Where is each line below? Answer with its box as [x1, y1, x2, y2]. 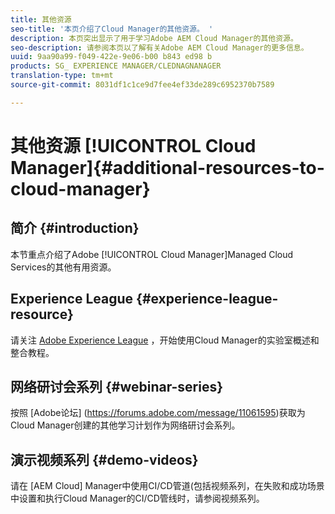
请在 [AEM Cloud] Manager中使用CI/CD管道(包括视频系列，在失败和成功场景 [10, 480, 325, 492]
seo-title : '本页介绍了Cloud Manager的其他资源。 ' [10, 24, 214, 34]
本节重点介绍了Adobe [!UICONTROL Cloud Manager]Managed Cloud [10, 248, 294, 260]
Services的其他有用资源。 [10, 261, 117, 273]
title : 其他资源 [10, 14, 72, 25]
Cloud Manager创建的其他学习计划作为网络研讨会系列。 [10, 419, 241, 431]
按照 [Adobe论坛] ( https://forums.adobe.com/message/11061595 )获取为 [10, 407, 306, 419]
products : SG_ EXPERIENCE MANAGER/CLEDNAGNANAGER [10, 61, 222, 71]
